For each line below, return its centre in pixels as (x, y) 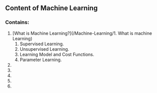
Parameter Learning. (41, 60)
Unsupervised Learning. (44, 49)
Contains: (17, 22)
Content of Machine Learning (51, 8)
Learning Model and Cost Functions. (57, 54)
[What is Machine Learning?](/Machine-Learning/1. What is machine (82, 33)
